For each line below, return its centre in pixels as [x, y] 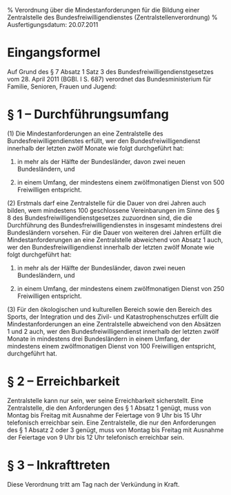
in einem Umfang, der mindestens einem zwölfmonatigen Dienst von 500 [121, 182]
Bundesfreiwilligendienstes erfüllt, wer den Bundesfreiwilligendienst [104, 140]
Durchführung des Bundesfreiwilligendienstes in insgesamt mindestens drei [115, 225]
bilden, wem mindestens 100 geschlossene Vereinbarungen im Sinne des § [113, 210]
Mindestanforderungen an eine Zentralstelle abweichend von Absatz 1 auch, [115, 240]
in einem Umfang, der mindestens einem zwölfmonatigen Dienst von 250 [121, 288]
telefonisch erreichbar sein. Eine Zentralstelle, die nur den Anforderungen [111, 422]
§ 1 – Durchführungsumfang [88, 114]
